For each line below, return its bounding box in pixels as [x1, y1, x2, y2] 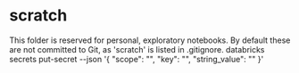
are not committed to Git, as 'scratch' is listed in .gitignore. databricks [9, 44, 265, 54]
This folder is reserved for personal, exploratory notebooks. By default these [9, 35, 291, 45]
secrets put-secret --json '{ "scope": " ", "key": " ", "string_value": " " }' [9, 53, 264, 64]
